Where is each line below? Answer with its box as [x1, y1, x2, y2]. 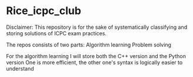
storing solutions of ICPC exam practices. [6, 29, 107, 36]
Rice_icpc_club [6, 4, 81, 18]
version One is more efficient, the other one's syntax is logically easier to [6, 59, 183, 66]
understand [6, 65, 34, 72]
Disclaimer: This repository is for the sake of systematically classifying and [6, 24, 187, 31]
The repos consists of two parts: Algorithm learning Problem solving [6, 41, 172, 48]
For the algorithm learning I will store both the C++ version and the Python [6, 52, 187, 59]
